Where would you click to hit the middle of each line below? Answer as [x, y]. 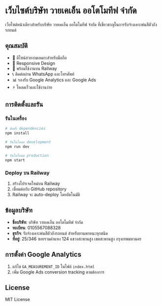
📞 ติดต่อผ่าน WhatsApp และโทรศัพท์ [43, 74]
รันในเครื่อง [16, 119]
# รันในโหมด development [28, 142]
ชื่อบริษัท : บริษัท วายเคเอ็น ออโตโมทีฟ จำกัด [48, 222]
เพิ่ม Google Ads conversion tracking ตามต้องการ [58, 272]
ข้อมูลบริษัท [19, 210]
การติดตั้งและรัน [24, 105]
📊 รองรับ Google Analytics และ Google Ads [54, 80]
